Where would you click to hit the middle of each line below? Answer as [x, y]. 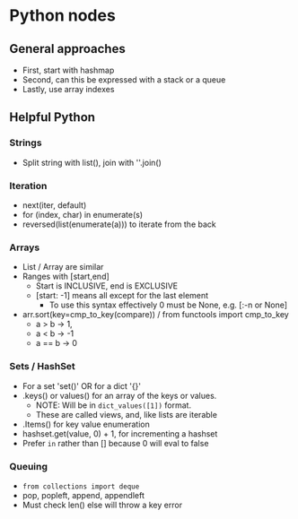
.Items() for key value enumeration [86, 424]
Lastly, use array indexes [68, 89]
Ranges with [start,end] [66, 277]
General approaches [67, 49]
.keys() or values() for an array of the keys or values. [119, 395]
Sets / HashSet [43, 367]
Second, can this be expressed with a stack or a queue [124, 80]
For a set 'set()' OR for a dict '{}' [82, 385]
